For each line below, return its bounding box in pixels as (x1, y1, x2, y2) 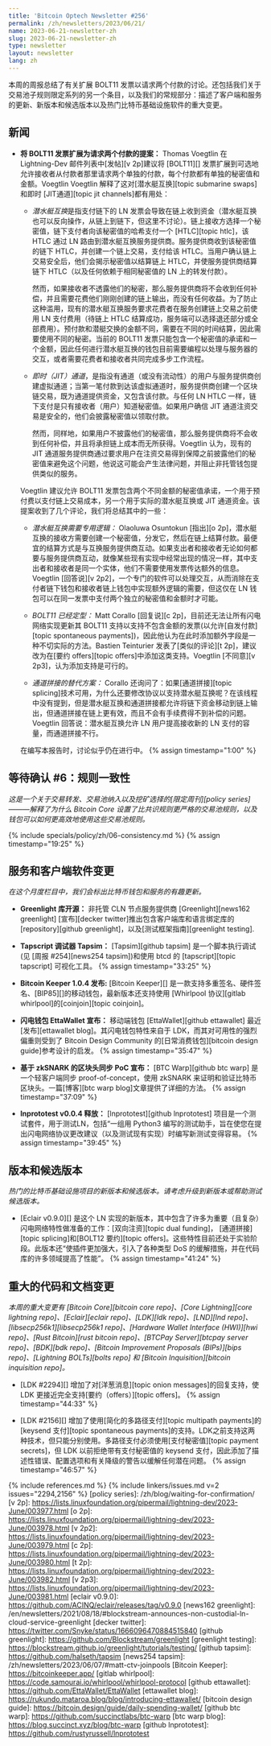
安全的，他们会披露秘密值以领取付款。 (46, 411, 174, 421)
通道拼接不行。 (53, 728, 103, 737)
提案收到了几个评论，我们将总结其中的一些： (19, 506, 169, 515)
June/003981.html (8, 1591, 69, 1601)
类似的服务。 (39, 468, 82, 478)
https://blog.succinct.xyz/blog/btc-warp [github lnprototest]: (8, 1719, 209, 1729)
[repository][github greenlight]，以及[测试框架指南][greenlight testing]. (19, 924, 255, 934)
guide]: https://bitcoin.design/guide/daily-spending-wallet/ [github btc (8, 1703, 241, 1712)
